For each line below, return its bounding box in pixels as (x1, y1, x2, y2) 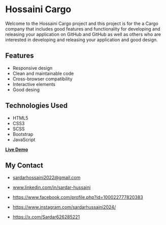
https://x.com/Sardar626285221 (12, 214, 80, 220)
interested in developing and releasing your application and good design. (5, 37, 158, 43)
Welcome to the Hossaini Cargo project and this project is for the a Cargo (5, 20, 158, 26)
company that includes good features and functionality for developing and (5, 25, 161, 32)
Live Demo (5, 146, 28, 152)
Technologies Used (5, 101, 68, 110)
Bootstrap (12, 131, 34, 137)
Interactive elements (12, 81, 56, 87)
